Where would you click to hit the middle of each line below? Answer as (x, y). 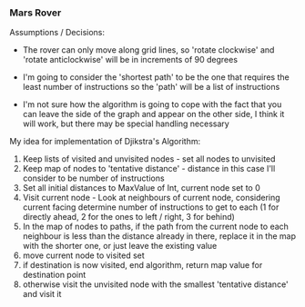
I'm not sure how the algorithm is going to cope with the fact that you (152, 104)
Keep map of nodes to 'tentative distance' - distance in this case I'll (149, 169)
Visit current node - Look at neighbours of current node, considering (151, 198)
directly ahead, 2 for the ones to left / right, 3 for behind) (128, 217)
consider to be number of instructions (94, 178)
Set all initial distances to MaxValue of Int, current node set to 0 (142, 188)
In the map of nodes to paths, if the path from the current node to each (156, 227)
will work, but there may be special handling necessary (126, 124)
